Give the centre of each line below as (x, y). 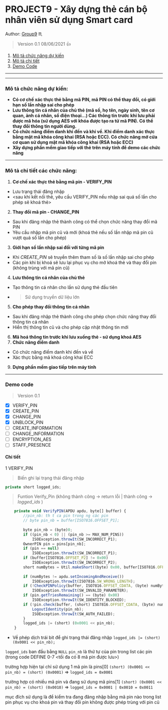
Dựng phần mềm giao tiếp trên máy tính (54, 367)
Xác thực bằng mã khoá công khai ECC (53, 357)
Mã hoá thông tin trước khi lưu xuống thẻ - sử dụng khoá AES (77, 337)
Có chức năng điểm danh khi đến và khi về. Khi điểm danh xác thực (83, 132)
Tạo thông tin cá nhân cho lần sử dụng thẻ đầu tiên (65, 287)
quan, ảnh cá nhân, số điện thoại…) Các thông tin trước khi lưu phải (83, 116)
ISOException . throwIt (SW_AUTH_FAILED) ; (73, 614)
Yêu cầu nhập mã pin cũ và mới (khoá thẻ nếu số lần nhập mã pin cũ (83, 232)
